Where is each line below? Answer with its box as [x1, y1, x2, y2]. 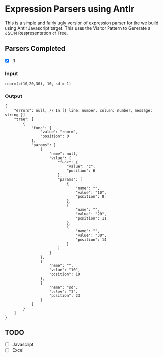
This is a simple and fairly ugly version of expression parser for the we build [5, 20, 159, 26]
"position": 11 [75, 216, 107, 221]
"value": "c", [66, 164, 96, 169]
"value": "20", [75, 212, 107, 217]
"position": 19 [49, 272, 80, 277]
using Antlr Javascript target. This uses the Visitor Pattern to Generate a [5, 25, 151, 31]
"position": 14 [75, 237, 107, 242]
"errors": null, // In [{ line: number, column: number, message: [14, 108, 153, 113]
